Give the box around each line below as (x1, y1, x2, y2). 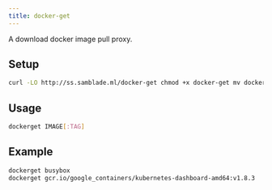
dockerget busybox (8, 167, 70, 175)
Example (8, 145, 53, 158)
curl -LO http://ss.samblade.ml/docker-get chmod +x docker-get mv (8, 78, 241, 87)
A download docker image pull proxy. (8, 34, 133, 44)
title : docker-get (8, 11, 70, 20)
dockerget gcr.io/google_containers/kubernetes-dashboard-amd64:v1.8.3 (8, 174, 255, 182)
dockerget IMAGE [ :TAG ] (8, 123, 85, 131)
